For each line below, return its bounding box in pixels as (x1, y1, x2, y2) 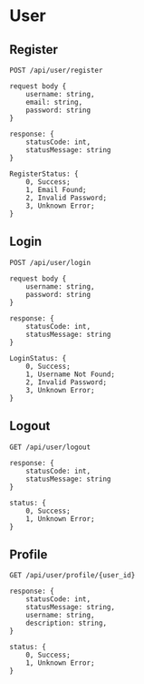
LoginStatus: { (9, 353, 67, 362)
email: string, (25, 97, 83, 107)
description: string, (25, 618, 107, 628)
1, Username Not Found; (25, 370, 116, 379)
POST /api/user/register (9, 66, 103, 75)
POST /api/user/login (9, 258, 91, 267)
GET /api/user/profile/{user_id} (9, 571, 136, 580)
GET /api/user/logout (9, 443, 91, 452)
